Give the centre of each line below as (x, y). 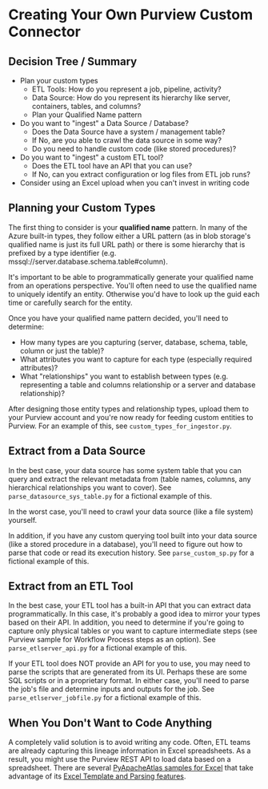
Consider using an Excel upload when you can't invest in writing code (134, 183)
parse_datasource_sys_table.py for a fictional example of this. (110, 496)
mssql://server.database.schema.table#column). (88, 261)
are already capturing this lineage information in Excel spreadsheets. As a (130, 751)
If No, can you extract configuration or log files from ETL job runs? (141, 174)
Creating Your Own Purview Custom (131, 15)
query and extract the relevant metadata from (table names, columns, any (130, 479)
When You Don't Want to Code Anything (110, 723)
